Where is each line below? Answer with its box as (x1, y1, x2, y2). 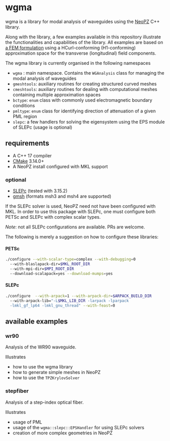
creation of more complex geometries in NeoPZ (12, 430, 113, 436)
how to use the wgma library (12, 364, 73, 370)
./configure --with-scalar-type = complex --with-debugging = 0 (5, 257, 136, 262)
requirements (5, 139, 50, 148)
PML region (12, 113, 37, 119)
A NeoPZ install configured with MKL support (12, 163, 108, 170)
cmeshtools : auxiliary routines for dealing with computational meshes (12, 86, 157, 92)
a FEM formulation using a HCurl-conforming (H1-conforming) (5, 44, 136, 51)
